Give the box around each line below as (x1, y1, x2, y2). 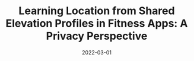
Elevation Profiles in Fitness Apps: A (5, 17, 188, 30)
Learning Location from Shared (18, 4, 175, 18)
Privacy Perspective (46, 30, 148, 43)
